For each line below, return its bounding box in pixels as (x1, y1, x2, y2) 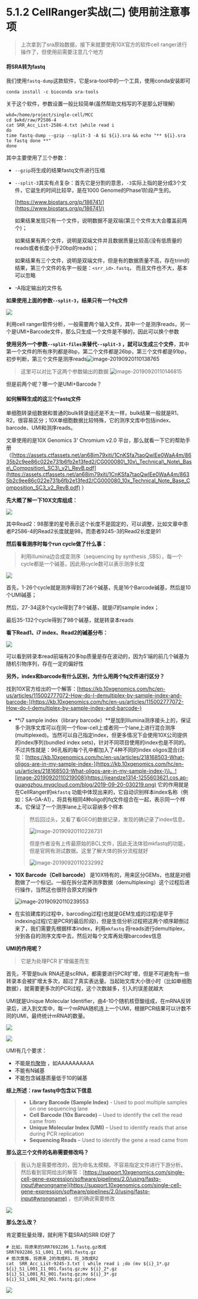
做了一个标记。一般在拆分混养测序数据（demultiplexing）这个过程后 (19, 879, 185, 886)
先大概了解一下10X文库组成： (6, 497, 78, 504)
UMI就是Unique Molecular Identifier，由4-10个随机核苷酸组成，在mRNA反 (6, 998, 186, 1005)
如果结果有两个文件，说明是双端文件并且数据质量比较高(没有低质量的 (14, 237, 182, 244)
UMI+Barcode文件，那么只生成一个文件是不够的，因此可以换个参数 (16, 328, 180, 335)
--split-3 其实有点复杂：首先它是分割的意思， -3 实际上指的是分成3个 (14, 179, 181, 186)
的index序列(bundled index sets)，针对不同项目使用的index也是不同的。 (14, 739, 190, 746)
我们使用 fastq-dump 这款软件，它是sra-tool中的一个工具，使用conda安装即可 (6, 78, 191, 85)
